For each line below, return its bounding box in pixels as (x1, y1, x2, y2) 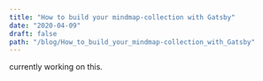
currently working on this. (9, 62, 104, 72)
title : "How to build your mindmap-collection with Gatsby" (9, 12, 236, 22)
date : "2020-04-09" (9, 21, 81, 30)
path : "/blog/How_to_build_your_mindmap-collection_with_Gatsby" (9, 37, 255, 47)
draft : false (9, 29, 58, 38)
